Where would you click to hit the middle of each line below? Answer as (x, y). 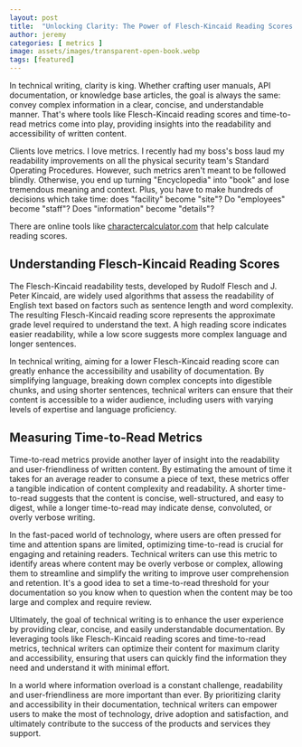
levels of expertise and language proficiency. (93, 409)
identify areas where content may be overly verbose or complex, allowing (146, 563)
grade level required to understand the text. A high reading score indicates (148, 324)
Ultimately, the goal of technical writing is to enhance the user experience (147, 619)
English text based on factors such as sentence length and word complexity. (151, 305)
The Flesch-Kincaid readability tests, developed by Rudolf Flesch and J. (143, 286)
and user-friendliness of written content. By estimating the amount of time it (151, 469)
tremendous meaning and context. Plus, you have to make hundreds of (142, 189)
